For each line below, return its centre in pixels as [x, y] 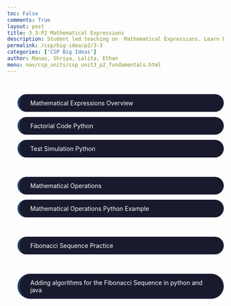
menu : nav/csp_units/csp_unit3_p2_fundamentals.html [84, 65]
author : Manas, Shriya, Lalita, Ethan [63, 59]
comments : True [29, 20]
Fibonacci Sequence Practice [71, 245]
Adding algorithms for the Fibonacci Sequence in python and [116, 283]
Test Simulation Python [63, 148]
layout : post [26, 26]
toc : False [23, 13]
